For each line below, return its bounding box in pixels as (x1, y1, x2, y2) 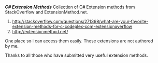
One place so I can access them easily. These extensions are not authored (5, 38, 153, 44)
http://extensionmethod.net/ (12, 29, 69, 34)
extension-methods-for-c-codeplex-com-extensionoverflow (12, 24, 132, 29)
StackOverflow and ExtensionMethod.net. (5, 9, 88, 15)
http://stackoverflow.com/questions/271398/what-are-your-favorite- (12, 19, 148, 24)
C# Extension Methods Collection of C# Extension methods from (5, 4, 135, 10)
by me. (5, 43, 19, 49)
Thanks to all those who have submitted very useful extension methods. (5, 52, 148, 58)
